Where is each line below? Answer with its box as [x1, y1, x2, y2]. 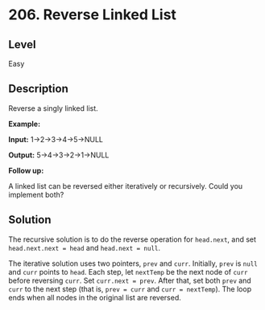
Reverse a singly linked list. [8, 103, 98, 113]
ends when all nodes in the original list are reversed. [8, 292, 181, 302]
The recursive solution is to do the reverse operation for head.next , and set [8, 235, 256, 244]
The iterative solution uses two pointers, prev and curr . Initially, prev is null [8, 259, 258, 268]
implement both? [8, 190, 64, 199]
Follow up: [8, 165, 44, 175]
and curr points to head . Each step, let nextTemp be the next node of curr [8, 267, 248, 276]
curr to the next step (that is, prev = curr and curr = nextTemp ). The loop [8, 283, 252, 294]
